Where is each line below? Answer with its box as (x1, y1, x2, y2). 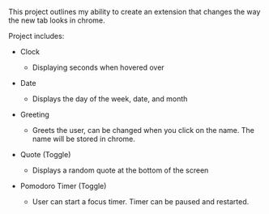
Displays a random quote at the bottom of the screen (32, 165, 209, 175)
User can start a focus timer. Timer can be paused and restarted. (32, 197, 250, 206)
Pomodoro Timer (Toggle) (19, 182, 107, 190)
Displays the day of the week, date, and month (32, 94, 188, 104)
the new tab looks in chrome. (8, 15, 105, 25)
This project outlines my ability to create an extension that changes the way (8, 7, 261, 16)
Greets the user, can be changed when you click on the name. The (32, 126, 255, 135)
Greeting (19, 109, 50, 119)
